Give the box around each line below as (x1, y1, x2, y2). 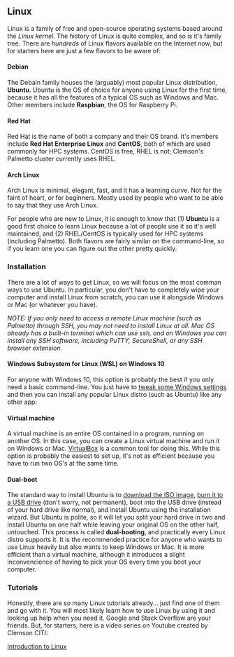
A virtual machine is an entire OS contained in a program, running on (7, 429, 205, 438)
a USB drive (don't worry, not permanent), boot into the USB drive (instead (7, 498, 222, 507)
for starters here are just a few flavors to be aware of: (7, 46, 161, 55)
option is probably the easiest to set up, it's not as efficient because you (7, 452, 215, 460)
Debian (7, 62, 29, 71)
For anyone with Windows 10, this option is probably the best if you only (7, 375, 214, 384)
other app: (7, 398, 37, 406)
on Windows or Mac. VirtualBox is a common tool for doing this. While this (7, 445, 221, 453)
